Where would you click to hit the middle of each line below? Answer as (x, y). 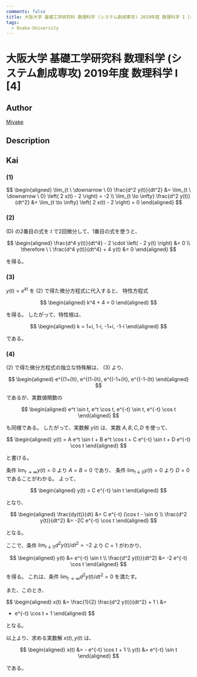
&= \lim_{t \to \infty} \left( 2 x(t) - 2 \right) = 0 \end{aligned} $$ (107, 203)
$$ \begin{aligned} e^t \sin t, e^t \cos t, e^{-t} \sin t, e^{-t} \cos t (98, 409)
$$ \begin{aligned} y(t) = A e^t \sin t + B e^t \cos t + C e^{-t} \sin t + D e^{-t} (98, 439)
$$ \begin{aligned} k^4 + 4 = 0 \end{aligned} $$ (98, 302)
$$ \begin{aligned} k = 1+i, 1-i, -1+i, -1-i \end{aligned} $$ (98, 326)
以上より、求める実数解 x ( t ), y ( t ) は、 (50, 638)
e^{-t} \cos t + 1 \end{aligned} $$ (55, 613)
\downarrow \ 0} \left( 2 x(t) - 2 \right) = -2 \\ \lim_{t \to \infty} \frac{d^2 (93, 196)
